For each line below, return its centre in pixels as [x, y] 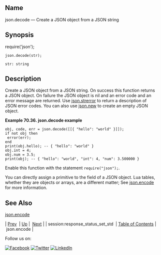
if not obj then [21, 134]
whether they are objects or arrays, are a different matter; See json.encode [80, 183]
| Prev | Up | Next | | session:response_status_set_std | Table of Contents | [81, 224]
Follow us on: [18, 239]
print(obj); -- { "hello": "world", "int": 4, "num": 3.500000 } [72, 159]
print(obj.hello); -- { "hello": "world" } [50, 146]
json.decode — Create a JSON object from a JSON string [62, 19]
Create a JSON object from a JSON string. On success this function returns [80, 90]
